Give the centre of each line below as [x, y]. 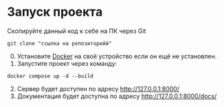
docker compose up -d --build [51, 76]
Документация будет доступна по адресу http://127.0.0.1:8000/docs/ [117, 96]
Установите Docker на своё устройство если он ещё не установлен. [117, 56]
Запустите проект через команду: [67, 63]
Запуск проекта [55, 12]
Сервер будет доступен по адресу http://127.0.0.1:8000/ [98, 88]
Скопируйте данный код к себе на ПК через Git [77, 31]
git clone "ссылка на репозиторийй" [59, 43]
